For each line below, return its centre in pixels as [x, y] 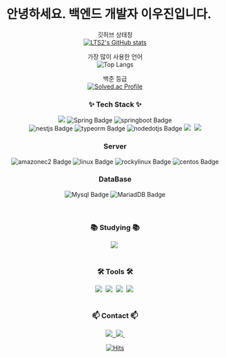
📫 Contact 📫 [115, 316]
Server [115, 147]
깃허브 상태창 [115, 35]
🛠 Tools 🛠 [115, 272]
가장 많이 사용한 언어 [115, 57]
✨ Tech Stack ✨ [115, 104]
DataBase [115, 179]
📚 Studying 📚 [115, 227]
